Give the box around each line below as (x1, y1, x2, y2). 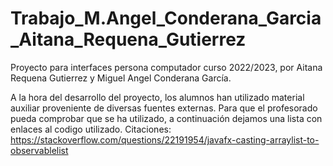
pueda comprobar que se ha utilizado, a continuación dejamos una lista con (10, 112, 323, 124)
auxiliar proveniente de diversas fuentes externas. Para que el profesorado (10, 102, 318, 114)
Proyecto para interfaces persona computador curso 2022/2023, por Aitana (10, 61, 323, 73)
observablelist (10, 144, 69, 156)
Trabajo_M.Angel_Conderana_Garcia (10, 7, 322, 30)
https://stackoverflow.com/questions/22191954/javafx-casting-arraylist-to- (10, 133, 320, 146)
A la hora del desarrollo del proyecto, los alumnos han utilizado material (10, 91, 305, 103)
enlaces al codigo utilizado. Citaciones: (10, 123, 172, 135)
